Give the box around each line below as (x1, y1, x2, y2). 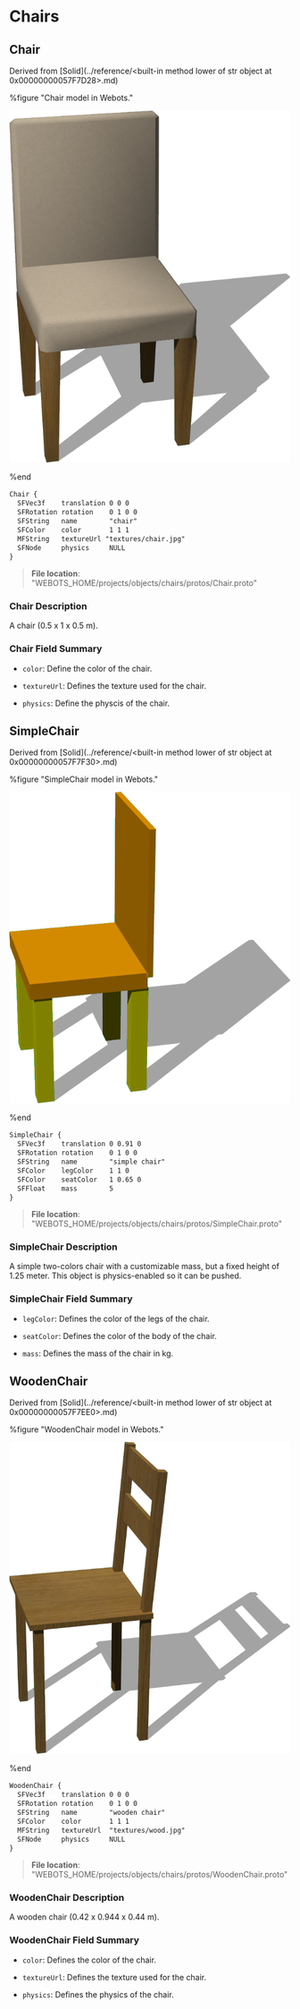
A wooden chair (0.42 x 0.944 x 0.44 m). (9, 1912, 160, 1922)
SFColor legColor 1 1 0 (17, 1166, 129, 1175)
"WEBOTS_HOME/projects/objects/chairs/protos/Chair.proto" (30, 578, 257, 588)
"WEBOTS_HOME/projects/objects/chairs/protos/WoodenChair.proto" (30, 1869, 288, 1880)
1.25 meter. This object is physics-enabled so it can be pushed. (9, 1270, 242, 1281)
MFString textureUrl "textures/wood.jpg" (17, 1827, 186, 1835)
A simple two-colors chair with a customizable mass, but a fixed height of (9, 1261, 279, 1272)
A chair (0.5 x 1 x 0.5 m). (9, 620, 98, 632)
